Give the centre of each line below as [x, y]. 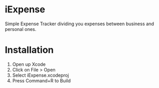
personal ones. [21, 29]
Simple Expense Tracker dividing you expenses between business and [79, 24]
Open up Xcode [29, 64]
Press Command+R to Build [41, 80]
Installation [29, 50]
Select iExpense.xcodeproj [40, 75]
